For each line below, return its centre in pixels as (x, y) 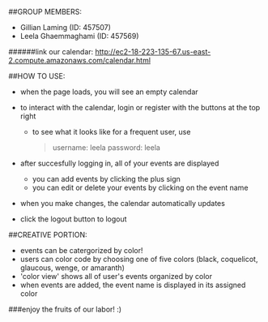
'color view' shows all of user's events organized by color (116, 276)
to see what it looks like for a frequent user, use (111, 132)
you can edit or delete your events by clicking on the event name (140, 187)
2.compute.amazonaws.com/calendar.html (80, 60)
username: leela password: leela (106, 148)
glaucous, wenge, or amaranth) (72, 268)
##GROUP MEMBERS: (45, 12)
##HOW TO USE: (37, 76)
